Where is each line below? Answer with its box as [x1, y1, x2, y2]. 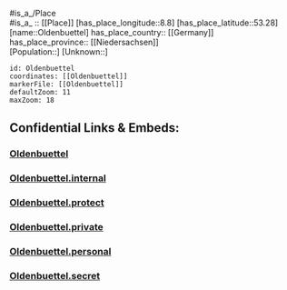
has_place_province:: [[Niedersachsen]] [9, 36, 159, 47]
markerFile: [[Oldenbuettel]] [9, 80, 124, 89]
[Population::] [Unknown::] [9, 46, 109, 57]
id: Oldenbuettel [9, 64, 75, 73]
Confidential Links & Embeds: [9, 120, 180, 135]
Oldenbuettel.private [9, 221, 104, 234]
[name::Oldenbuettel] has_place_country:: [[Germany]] [9, 27, 214, 37]
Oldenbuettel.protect [9, 196, 104, 209]
